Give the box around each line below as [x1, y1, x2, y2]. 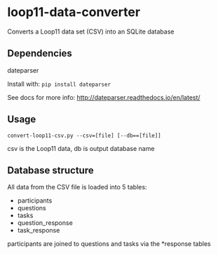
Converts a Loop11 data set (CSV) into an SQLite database [7, 27, 175, 36]
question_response [17, 219, 74, 227]
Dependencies [7, 48, 72, 59]
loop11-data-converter [7, 4, 141, 20]
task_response [17, 226, 60, 235]
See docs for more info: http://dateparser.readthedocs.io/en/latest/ [7, 93, 201, 101]
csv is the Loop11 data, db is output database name [7, 144, 155, 152]
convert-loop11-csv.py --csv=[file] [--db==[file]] [7, 132, 161, 139]
